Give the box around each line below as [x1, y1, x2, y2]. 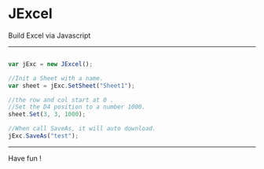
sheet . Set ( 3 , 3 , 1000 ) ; [8, 111, 86, 119]
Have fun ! [8, 153, 42, 163]
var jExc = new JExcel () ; [8, 60, 93, 68]
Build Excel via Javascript [8, 31, 91, 40]
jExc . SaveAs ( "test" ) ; [8, 132, 79, 140]
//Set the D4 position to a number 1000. [8, 103, 146, 111]
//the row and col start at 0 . [8, 96, 114, 104]
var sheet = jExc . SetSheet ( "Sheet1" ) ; [8, 82, 135, 90]
